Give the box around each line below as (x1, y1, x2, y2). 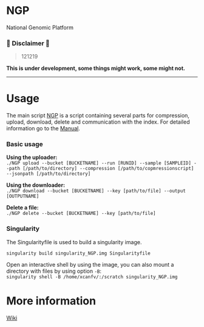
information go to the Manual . (6, 125, 81, 132)
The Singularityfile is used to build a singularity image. (6, 238, 142, 245)
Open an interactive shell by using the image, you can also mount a (6, 261, 174, 268)
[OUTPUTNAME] (6, 193, 39, 200)
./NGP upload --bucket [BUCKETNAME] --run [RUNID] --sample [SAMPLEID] (6, 160, 191, 166)
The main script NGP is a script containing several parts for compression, (6, 112, 190, 119)
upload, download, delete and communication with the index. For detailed (6, 118, 190, 125)
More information (6, 294, 96, 308)
